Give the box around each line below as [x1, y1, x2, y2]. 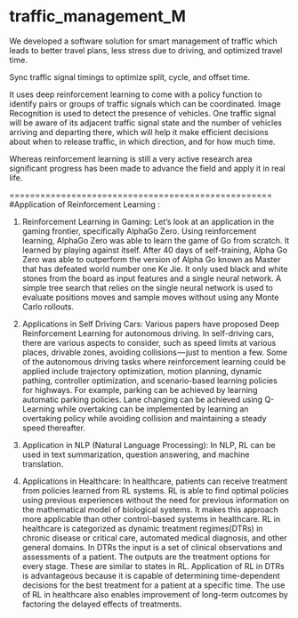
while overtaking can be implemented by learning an [56, 403, 249, 414]
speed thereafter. [21, 422, 86, 433]
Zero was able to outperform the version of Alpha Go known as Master [21, 253, 281, 264]
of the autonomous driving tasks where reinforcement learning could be [21, 356, 286, 366]
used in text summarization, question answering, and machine [21, 449, 250, 460]
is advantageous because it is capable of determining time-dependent [21, 570, 280, 581]
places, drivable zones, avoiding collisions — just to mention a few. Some [21, 347, 287, 357]
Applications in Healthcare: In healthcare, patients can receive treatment [21, 476, 288, 486]
